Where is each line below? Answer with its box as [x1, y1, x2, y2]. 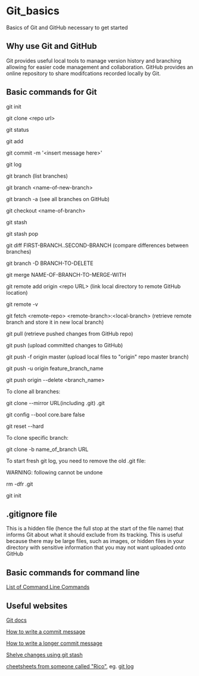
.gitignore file [6, 509, 58, 519]
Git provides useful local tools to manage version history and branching [6, 57, 182, 64]
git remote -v [6, 300, 39, 308]
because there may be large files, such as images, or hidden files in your [6, 538, 185, 545]
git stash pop [6, 230, 39, 237]
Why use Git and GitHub [6, 41, 97, 51]
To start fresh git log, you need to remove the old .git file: [6, 457, 146, 464]
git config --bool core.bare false [6, 410, 85, 418]
